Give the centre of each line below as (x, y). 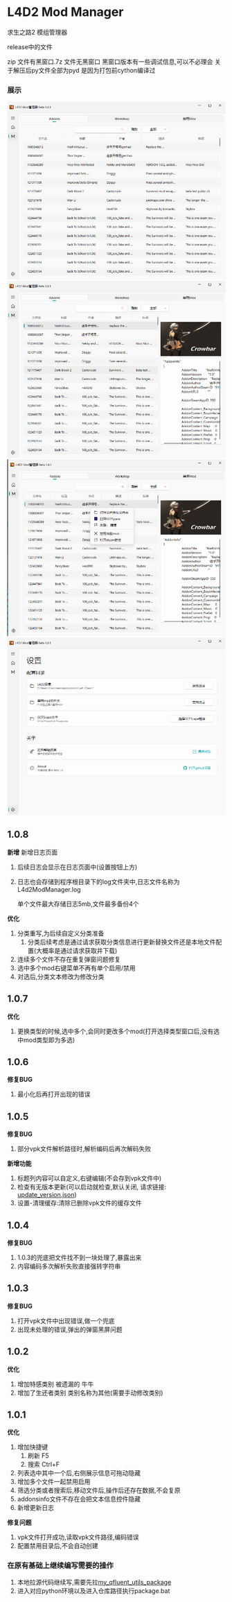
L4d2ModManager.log (49, 889)
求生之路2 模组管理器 (37, 32)
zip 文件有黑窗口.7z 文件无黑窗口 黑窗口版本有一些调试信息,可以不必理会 (110, 61)
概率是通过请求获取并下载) (80, 950)
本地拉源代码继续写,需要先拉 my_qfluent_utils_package (94, 1582)
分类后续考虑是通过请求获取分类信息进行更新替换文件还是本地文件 (122, 942)
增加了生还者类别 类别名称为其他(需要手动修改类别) (90, 1393)
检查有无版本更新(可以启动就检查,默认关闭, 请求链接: (91, 1187)
